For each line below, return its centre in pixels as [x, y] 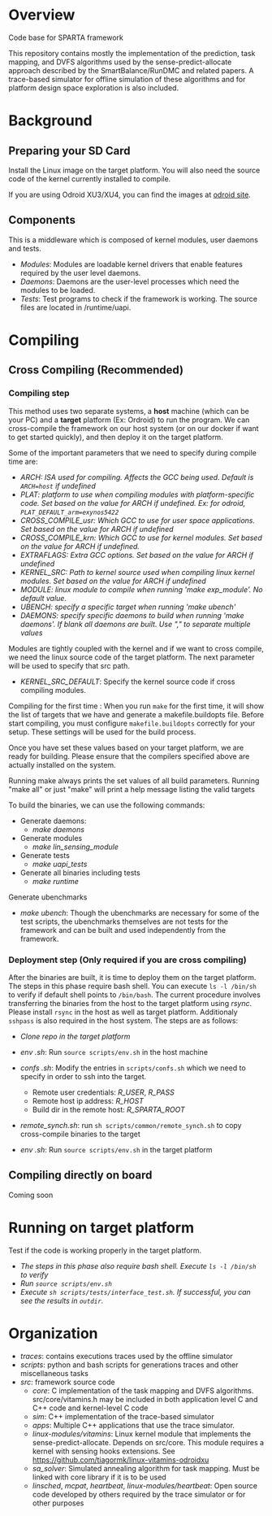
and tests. [25, 248]
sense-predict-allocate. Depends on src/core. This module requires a [148, 1442]
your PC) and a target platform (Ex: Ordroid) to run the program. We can [129, 420]
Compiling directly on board [80, 1176]
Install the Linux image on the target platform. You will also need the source [134, 170]
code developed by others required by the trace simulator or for [139, 1494]
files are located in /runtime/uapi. [76, 307]
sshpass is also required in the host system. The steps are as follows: [123, 1020]
